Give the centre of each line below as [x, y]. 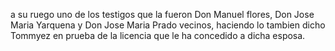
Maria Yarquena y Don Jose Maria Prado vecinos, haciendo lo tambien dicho [168, 25]
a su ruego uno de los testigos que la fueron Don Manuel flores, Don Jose [162, 14]
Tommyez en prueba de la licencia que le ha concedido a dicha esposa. [158, 35]
